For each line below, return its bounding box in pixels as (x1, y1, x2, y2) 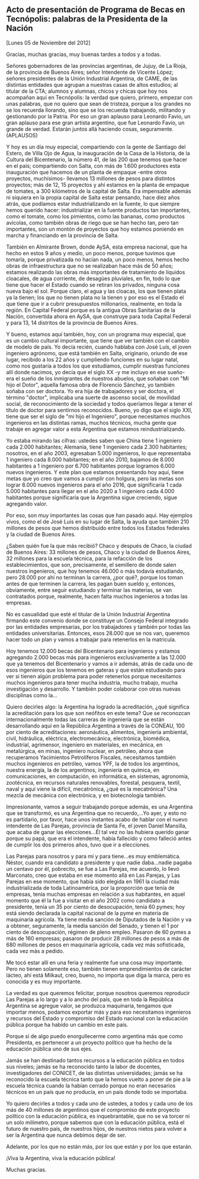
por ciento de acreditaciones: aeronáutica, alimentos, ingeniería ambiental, (6, 728, 188, 735)
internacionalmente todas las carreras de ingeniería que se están (6, 716, 165, 723)
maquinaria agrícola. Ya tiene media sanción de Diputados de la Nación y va (6, 915, 192, 923)
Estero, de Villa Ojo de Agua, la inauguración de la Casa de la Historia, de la (6, 149, 191, 156)
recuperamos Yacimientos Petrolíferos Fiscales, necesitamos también (6, 754, 176, 761)
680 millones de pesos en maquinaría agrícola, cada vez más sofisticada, (6, 941, 185, 948)
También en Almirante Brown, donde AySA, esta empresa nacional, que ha (6, 243, 188, 250)
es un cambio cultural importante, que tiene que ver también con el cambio (6, 337, 190, 344)
